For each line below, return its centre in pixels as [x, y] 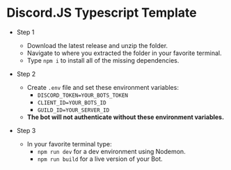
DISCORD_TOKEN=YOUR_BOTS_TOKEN [82, 95]
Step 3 [26, 130]
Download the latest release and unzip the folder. [97, 45]
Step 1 [25, 32]
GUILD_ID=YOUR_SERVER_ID [73, 110]
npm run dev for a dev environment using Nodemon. [111, 151]
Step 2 [26, 74]
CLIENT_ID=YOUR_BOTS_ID [72, 102]
